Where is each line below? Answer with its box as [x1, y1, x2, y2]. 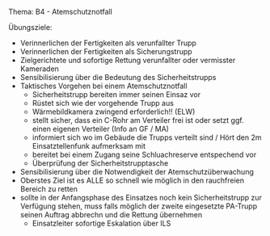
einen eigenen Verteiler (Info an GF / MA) [32, 124, 170, 133]
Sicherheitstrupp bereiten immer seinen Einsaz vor [32, 90, 201, 99]
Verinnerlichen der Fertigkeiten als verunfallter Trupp [19, 38, 196, 48]
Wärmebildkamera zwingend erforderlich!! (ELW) [32, 107, 196, 116]
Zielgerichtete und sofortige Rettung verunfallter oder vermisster [19, 56, 236, 65]
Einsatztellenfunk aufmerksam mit [32, 141, 146, 150]
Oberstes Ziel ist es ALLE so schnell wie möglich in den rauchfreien [19, 175, 245, 185]
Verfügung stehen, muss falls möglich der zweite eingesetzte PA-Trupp [19, 201, 258, 211]
